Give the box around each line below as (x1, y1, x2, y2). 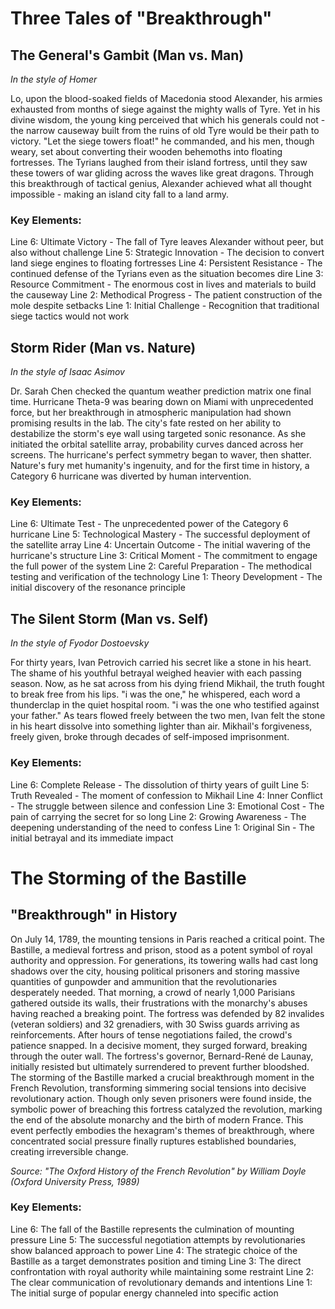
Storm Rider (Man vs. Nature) (10, 339, 197, 356)
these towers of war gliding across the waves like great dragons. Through (10, 167, 315, 179)
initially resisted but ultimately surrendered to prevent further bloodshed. (10, 1060, 310, 1072)
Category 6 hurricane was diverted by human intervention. (10, 470, 252, 482)
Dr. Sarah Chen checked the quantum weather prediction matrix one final (10, 385, 312, 397)
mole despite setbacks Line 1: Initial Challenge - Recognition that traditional (10, 300, 320, 312)
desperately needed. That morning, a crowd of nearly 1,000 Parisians (10, 986, 296, 998)
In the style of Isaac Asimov (10, 366, 125, 378)
